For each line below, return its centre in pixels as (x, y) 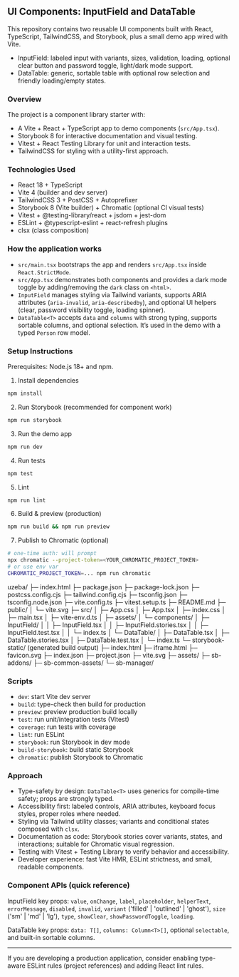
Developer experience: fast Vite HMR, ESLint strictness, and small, (115, 859)
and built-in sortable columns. (51, 937)
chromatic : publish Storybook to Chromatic (80, 758)
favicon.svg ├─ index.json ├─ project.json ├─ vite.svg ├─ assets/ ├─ (108, 655)
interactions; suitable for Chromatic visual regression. (96, 844)
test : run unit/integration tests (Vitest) (73, 720)
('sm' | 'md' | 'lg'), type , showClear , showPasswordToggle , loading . (101, 916)
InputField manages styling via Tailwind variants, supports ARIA (112, 294)
